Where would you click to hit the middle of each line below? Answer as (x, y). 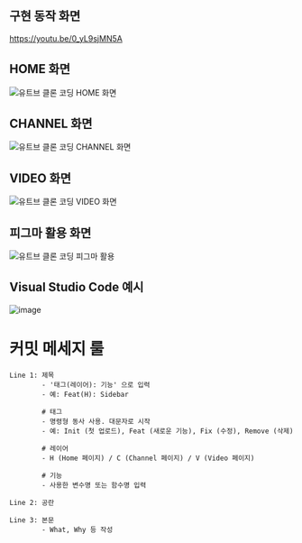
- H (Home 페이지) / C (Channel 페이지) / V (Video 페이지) (148, 458)
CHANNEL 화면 (51, 124)
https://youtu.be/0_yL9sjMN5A (66, 38)
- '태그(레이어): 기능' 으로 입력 (96, 385)
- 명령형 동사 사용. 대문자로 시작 (96, 421)
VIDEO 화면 (41, 178)
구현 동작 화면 (45, 16)
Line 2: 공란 (32, 502)
